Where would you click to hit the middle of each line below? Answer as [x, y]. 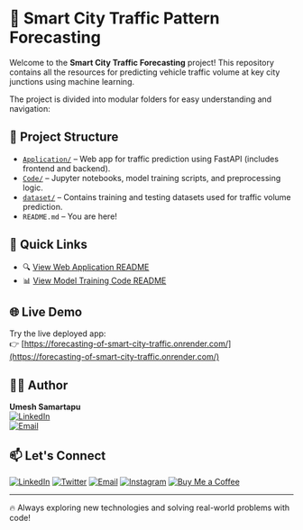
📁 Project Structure [64, 137]
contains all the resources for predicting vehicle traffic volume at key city [145, 72]
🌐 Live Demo [46, 311]
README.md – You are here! [69, 216]
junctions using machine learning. [72, 81]
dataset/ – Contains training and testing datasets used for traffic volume [156, 196]
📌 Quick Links [48, 245]
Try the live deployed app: [58, 334]
